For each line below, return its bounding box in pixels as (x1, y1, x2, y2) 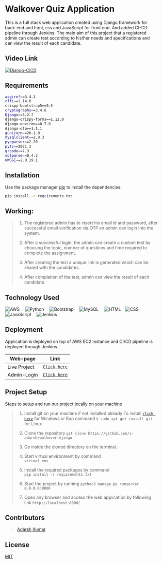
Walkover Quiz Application (5, 3, 115, 15)
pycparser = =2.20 (5, 140, 38, 145)
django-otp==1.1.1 (5, 126, 42, 131)
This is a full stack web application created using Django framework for (5, 19, 147, 25)
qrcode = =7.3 (5, 149, 29, 154)
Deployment (5, 325, 43, 334)
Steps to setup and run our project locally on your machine (5, 401, 123, 407)
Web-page (9, 355, 36, 362)
